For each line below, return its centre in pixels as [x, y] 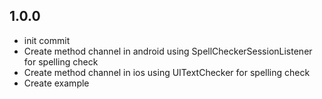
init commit [47, 40]
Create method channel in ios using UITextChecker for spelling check [167, 72]
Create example [56, 83]
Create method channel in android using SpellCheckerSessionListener [168, 51]
